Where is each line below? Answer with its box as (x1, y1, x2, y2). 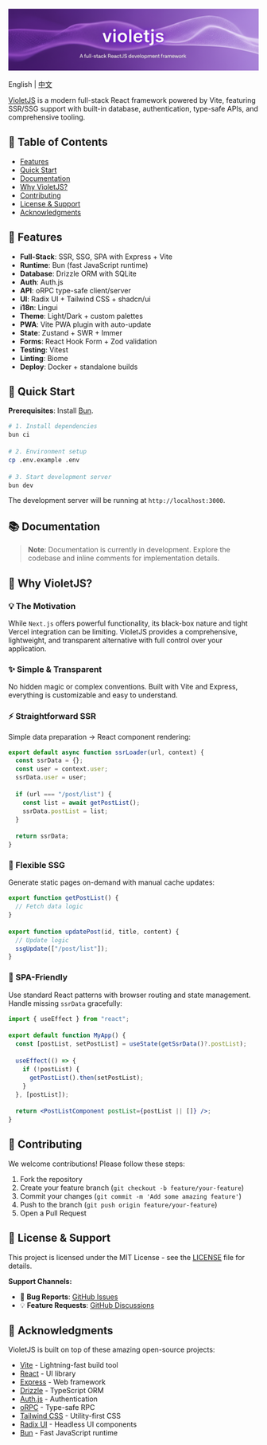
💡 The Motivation (8, 600, 76, 611)
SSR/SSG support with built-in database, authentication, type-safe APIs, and (8, 104, 258, 114)
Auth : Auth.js (19, 277, 64, 287)
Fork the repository (19, 1174, 83, 1184)
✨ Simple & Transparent (8, 663, 103, 674)
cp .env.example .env (8, 456, 80, 464)
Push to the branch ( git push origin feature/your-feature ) (19, 1200, 218, 1209)
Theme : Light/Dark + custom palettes (19, 311, 143, 320)
